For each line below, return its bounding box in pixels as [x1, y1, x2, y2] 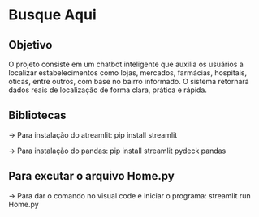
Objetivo [8, 38, 53, 52]
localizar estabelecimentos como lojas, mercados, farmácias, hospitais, [8, 68, 248, 78]
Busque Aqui [8, 6, 97, 24]
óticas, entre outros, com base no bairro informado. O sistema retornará [8, 77, 249, 86]
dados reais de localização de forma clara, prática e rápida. [8, 85, 207, 95]
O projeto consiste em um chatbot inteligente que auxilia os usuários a [8, 59, 244, 69]
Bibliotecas [8, 108, 67, 122]
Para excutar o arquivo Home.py [8, 169, 175, 183]
